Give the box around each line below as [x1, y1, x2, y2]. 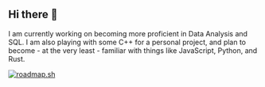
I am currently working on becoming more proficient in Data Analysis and [8, 28, 248, 38]
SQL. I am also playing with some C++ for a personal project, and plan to [8, 37, 247, 47]
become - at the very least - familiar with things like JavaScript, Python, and [8, 45, 258, 55]
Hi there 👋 [8, 8, 58, 21]
